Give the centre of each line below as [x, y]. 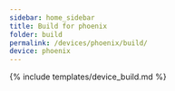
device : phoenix [40, 51]
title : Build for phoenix [58, 26]
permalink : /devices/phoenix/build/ [78, 43]
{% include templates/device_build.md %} [88, 77]
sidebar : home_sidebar [52, 18]
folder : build [36, 34]
